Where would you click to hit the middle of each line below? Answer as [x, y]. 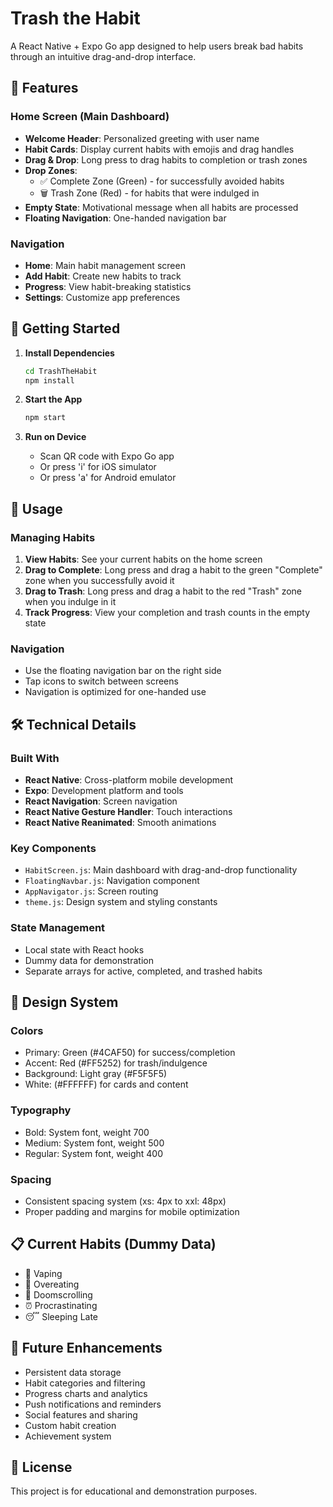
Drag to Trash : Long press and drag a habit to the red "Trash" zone [163, 591]
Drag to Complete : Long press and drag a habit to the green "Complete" [173, 570]
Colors [27, 1030]
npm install [49, 380]
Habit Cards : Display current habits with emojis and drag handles [159, 149]
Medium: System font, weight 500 [94, 1143]
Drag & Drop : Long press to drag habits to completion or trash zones [166, 159]
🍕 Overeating [52, 1284]
